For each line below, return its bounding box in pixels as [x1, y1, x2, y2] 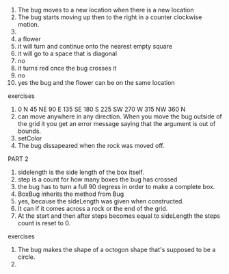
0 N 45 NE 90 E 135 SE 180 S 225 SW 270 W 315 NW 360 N [17, 105, 186, 113]
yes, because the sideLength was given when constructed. [17, 197, 184, 205]
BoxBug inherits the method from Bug [17, 190, 124, 198]
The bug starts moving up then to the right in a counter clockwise [17, 13, 202, 21]
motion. [17, 21, 40, 28]
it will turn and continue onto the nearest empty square [17, 42, 173, 50]
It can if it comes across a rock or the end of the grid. [17, 205, 168, 212]
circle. [17, 253, 36, 261]
